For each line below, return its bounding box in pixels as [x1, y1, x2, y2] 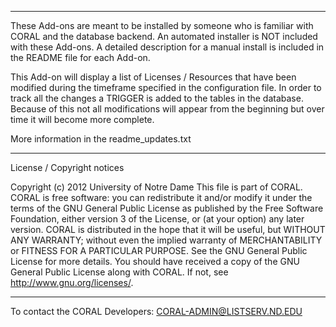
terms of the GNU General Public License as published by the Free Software [10, 202, 324, 214]
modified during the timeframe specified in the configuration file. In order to [10, 82, 322, 93]
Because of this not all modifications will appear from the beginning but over [10, 103, 325, 115]
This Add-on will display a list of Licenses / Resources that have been [10, 71, 297, 83]
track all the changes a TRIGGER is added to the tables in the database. [10, 92, 304, 104]
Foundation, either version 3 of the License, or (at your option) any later [10, 213, 305, 225]
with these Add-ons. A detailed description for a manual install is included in [10, 41, 325, 53]
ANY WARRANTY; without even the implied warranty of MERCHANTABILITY [10, 234, 323, 246]
